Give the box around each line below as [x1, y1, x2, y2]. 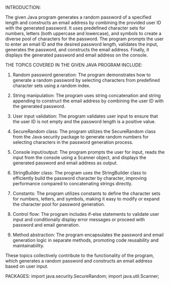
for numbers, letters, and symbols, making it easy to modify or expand [12, 196, 160, 202]
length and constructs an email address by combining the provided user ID [5, 20, 161, 25]
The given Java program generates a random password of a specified [5, 14, 151, 20]
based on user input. [5, 263, 49, 269]
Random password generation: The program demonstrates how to [12, 72, 151, 78]
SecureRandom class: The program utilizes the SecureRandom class [12, 128, 156, 134]
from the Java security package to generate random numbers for [12, 134, 149, 139]
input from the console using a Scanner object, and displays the [12, 155, 146, 160]
